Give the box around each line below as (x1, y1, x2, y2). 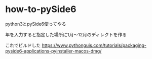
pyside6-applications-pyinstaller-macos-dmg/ (5, 48, 102, 54)
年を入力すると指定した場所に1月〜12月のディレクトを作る (5, 31, 127, 37)
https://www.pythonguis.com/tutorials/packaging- (42, 42, 147, 48)
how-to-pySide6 (5, 4, 77, 15)
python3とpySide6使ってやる (5, 21, 66, 27)
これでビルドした (5, 42, 41, 48)
